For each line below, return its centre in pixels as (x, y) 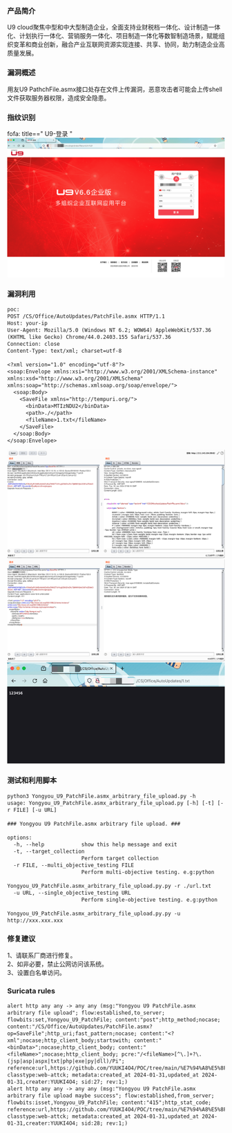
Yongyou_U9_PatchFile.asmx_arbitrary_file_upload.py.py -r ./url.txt (109, 886)
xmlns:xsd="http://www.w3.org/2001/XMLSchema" (75, 379)
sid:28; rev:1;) (105, 1123)
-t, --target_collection (49, 851)
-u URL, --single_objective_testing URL (72, 893)
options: (20, 837)
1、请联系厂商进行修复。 (42, 955)
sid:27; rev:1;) (105, 1082)
